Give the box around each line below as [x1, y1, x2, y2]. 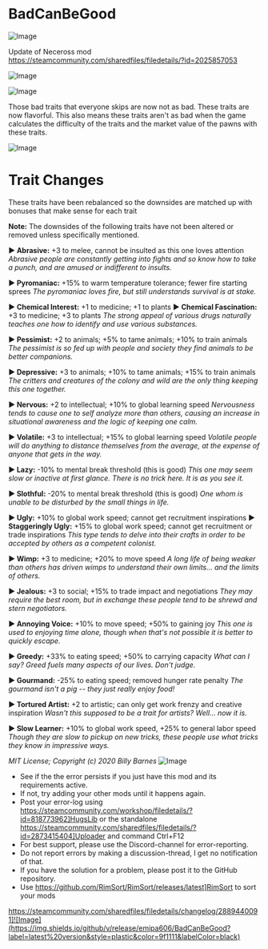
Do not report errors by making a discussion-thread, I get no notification [19, 848, 258, 858]
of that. [19, 856, 44, 866]
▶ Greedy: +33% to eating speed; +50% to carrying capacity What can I [8, 651, 250, 661]
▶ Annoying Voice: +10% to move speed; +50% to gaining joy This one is [8, 618, 254, 629]
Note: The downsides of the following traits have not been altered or [8, 221, 234, 231]
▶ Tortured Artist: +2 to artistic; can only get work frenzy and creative [8, 699, 242, 709]
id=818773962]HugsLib [19, 814, 98, 823]
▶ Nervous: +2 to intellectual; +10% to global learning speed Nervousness [8, 400, 255, 409]
